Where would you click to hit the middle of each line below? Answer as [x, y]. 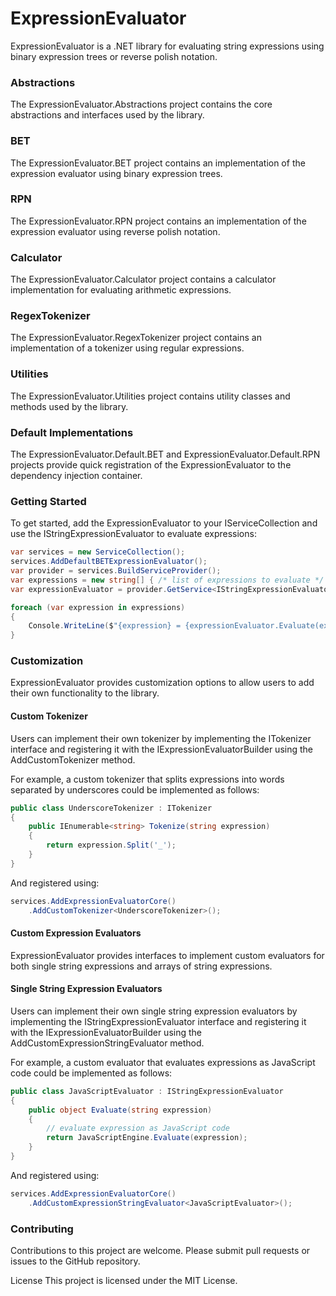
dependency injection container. [76, 476]
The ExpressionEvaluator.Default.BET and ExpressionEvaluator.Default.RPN [165, 454]
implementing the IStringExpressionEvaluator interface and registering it [158, 1021]
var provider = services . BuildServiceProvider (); [116, 571]
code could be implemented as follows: [91, 1073]
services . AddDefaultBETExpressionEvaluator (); [109, 562]
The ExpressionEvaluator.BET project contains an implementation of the [158, 163]
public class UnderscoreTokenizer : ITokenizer [111, 808]
